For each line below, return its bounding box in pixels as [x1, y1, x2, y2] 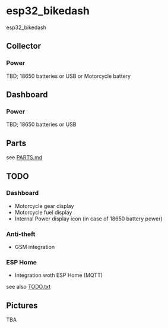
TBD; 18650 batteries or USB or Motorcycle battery [6, 72, 131, 80]
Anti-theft [6, 230, 36, 238]
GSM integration [14, 244, 55, 251]
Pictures [6, 300, 38, 310]
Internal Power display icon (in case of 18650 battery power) [14, 215, 163, 222]
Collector [6, 41, 42, 51]
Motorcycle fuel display [14, 209, 72, 216]
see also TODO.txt [6, 283, 51, 291]
